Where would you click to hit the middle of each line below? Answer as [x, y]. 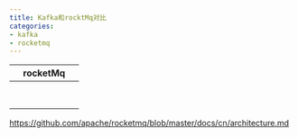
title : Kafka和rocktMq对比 [58, 18]
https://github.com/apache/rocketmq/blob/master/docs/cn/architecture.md [149, 123]
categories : [32, 26]
